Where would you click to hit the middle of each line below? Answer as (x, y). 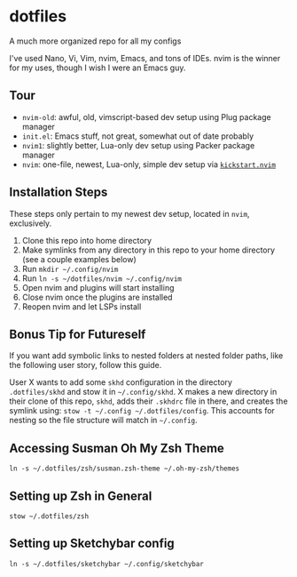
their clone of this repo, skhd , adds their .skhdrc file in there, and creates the (148, 401)
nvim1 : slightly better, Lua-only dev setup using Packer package (138, 145)
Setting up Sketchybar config (92, 544)
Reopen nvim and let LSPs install (82, 306)
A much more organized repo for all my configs (95, 41)
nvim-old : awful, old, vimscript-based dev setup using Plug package (147, 116)
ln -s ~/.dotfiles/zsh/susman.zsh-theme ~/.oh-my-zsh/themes (125, 469)
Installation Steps (59, 192)
